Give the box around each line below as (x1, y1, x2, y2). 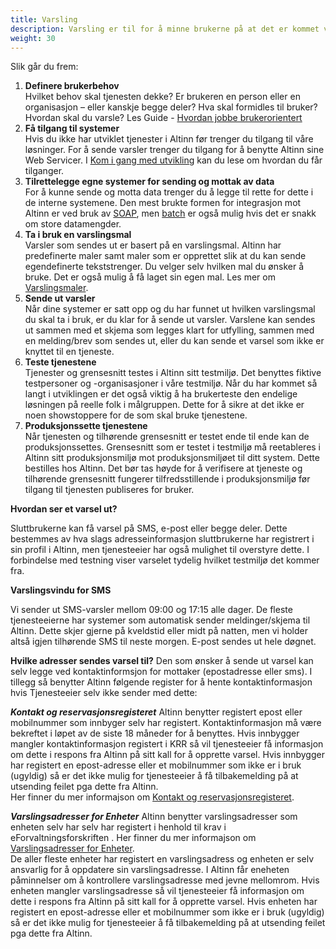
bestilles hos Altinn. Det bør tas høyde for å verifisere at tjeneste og (24, 462, 303, 475)
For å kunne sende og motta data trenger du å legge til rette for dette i (24, 186, 314, 198)
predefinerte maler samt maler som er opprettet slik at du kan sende (24, 250, 307, 262)
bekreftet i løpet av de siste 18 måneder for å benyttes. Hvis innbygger (10, 727, 300, 740)
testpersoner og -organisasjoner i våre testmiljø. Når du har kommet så (24, 377, 318, 390)
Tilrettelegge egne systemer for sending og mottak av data (24, 176, 275, 188)
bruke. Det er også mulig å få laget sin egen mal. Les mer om (24, 271, 276, 283)
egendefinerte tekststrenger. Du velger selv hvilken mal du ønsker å (24, 261, 305, 273)
